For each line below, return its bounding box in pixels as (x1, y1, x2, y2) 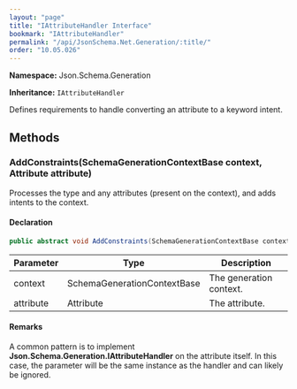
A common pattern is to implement (9, 341, 135, 352)
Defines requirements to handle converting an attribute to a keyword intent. (9, 104, 283, 115)
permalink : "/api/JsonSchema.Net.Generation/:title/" (9, 37, 212, 47)
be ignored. (9, 370, 51, 380)
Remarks (9, 322, 43, 332)
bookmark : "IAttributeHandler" (9, 29, 125, 38)
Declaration (9, 217, 53, 228)
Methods (9, 130, 60, 145)
